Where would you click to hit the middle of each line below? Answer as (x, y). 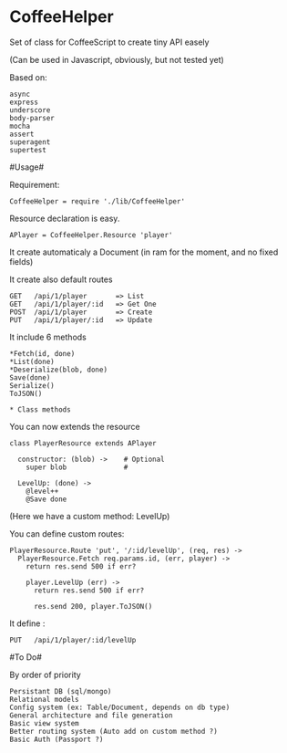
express (24, 102)
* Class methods (40, 409)
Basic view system (44, 723)
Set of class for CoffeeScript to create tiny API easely (109, 42)
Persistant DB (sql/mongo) (61, 691)
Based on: (28, 77)
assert (22, 134)
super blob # (77, 467)
